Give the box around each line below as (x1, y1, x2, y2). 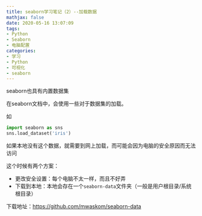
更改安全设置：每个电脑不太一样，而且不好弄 (14, 175, 126, 182)
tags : (6, 25, 20, 32)
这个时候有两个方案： (6, 163, 59, 169)
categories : (6, 48, 36, 54)
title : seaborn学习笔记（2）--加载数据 (6, 8, 97, 15)
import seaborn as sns (6, 125, 63, 131)
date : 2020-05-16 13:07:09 (6, 20, 74, 26)
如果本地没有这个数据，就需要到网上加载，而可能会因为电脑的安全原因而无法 (6, 142, 196, 149)
